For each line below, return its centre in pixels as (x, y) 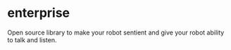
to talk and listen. (32, 39)
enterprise (39, 13)
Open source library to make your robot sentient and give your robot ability (116, 32)
